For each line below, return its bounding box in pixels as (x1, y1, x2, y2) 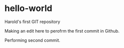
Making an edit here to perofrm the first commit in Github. (4, 28, 120, 34)
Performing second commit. (4, 37, 61, 43)
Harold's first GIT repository (4, 19, 61, 24)
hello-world (4, 3, 53, 14)
